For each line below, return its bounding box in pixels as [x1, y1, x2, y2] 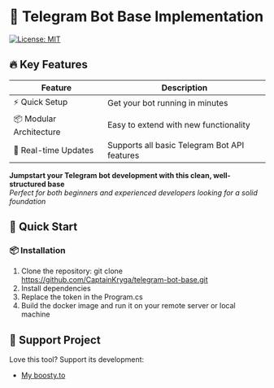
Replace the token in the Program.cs [20, 292, 143, 302]
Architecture [13, 126, 61, 137]
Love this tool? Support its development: [9, 355, 145, 364]
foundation [9, 196, 46, 206]
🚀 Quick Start [9, 220, 78, 234]
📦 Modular [13, 113, 57, 124]
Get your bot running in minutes [107, 98, 228, 109]
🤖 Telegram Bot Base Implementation [9, 7, 264, 26]
